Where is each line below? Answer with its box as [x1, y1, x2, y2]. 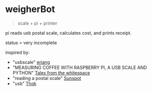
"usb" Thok [12, 80, 37, 86]
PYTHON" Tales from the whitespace [12, 69, 90, 76]
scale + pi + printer [17, 20, 58, 26]
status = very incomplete [5, 39, 57, 46]
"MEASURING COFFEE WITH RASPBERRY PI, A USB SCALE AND [12, 64, 147, 70]
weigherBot [5, 4, 56, 15]
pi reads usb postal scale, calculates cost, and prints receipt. [5, 30, 132, 36]
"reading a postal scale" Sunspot [12, 75, 81, 81]
